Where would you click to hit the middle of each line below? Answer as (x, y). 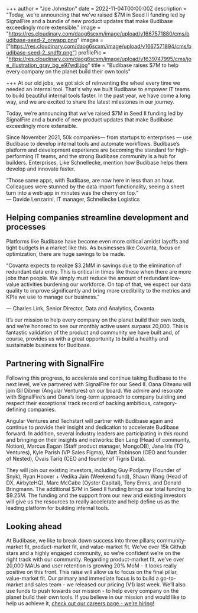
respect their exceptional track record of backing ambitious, (79, 403)
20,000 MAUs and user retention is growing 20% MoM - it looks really (92, 566)
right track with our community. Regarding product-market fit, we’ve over (95, 560)
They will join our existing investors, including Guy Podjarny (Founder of (94, 470)
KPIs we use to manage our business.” (53, 297)
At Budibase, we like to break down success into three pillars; (81, 541)
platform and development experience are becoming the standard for (90, 150)
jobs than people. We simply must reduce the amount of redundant (88, 278)
